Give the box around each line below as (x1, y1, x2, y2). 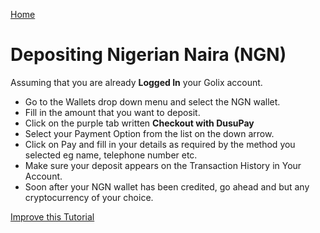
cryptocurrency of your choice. (24, 191, 154, 203)
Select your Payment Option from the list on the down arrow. (24, 127, 275, 139)
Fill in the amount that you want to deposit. (24, 106, 201, 118)
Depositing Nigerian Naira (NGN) (10, 44, 287, 66)
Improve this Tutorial (10, 210, 95, 223)
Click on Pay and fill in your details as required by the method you (24, 138, 296, 150)
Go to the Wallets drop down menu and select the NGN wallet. (24, 95, 281, 108)
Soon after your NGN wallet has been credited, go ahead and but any (24, 180, 310, 193)
